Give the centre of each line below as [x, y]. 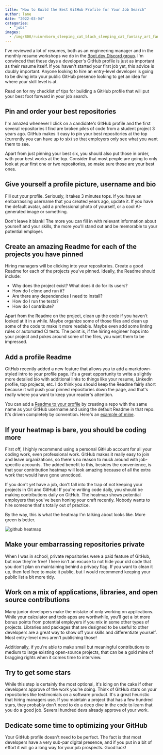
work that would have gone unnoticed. [43, 475]
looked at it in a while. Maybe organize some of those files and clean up [77, 321]
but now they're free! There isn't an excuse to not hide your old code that [78, 561]
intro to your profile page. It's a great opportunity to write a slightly [85, 374]
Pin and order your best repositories [61, 112]
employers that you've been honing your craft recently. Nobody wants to [78, 500]
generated [15, 211]
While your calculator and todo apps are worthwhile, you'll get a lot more [78, 617]
